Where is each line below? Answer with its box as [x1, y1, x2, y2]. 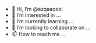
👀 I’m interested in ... [11, 12, 61, 19]
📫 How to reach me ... [11, 31, 66, 37]
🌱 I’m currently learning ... [11, 18, 74, 24]
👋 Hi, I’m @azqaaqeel [11, 6, 63, 12]
